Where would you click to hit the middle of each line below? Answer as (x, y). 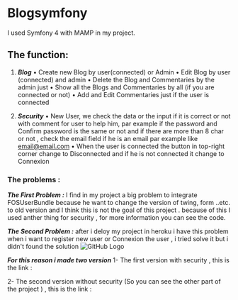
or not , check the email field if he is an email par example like (108, 138)
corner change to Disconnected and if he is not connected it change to (121, 153)
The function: (38, 55)
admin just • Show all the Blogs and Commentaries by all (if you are (116, 87)
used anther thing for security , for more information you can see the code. (117, 218)
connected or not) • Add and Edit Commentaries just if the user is (113, 94)
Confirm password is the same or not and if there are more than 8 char (121, 131)
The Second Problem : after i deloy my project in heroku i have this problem (118, 231)
